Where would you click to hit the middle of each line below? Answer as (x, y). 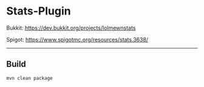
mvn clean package (29, 78)
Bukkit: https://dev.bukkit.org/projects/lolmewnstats (71, 28)
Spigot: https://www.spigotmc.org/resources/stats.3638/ (77, 39)
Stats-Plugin (39, 11)
